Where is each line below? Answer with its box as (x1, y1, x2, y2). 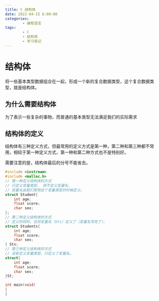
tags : (5, 25, 16, 30)
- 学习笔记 (22, 39, 42, 44)
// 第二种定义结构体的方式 (5, 215, 52, 220)
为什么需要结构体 (5, 100, 56, 109)
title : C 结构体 (5, 7, 36, 12)
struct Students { (5, 224, 40, 229)
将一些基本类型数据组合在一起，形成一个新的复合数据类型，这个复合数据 (5, 78, 150, 84)
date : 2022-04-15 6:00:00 (5, 12, 57, 17)
